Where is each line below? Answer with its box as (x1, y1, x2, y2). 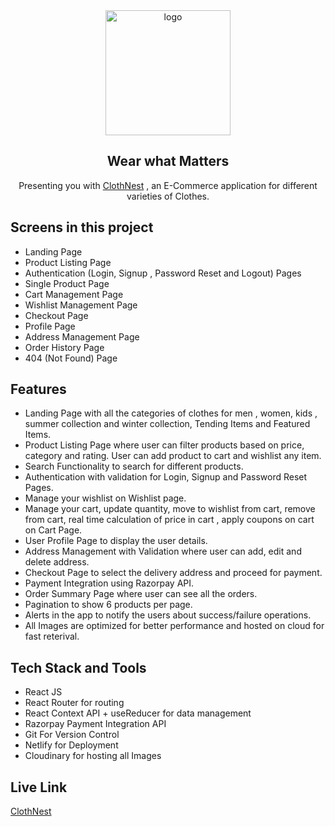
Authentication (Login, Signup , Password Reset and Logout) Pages (24, 267, 302, 279)
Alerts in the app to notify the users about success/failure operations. (24, 609, 312, 621)
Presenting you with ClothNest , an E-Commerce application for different (18, 179, 318, 191)
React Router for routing (24, 697, 125, 709)
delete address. (24, 556, 90, 568)
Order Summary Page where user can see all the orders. (24, 588, 258, 600)
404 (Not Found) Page (24, 352, 118, 364)
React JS (24, 686, 63, 698)
